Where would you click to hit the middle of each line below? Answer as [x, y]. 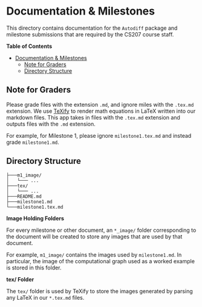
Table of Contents [29, 46]
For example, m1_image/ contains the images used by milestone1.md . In [94, 255]
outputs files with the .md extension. [51, 124]
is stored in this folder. [34, 268]
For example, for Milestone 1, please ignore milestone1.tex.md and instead [99, 135]
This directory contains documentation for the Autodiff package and [92, 28]
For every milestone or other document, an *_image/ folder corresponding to [101, 230]
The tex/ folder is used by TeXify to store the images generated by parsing [99, 291]
